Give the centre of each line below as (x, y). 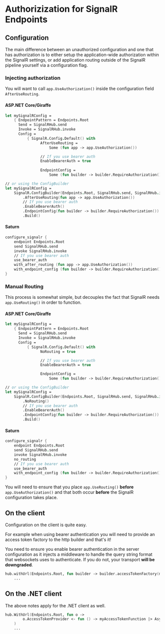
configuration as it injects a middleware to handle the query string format (79, 554)
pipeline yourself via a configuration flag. (47, 65)
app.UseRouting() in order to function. (43, 302)
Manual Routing (24, 286)
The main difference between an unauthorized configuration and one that (79, 49)
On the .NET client (34, 594)
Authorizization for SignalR (61, 9)
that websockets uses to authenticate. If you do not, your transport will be (80, 559)
